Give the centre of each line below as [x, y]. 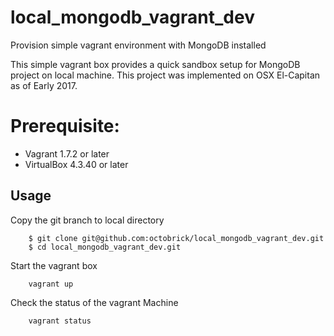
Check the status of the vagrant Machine [94, 302]
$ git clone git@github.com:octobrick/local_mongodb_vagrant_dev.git [176, 238]
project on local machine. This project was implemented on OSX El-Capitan [165, 75]
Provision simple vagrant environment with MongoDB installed [138, 45]
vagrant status [60, 321]
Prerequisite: [65, 126]
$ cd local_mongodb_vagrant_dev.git [105, 247]
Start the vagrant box [54, 265]
